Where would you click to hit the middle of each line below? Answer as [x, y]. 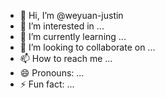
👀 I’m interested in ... [62, 26]
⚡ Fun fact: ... [47, 84]
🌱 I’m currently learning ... [73, 36]
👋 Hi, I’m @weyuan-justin [71, 15]
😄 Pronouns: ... [52, 73]
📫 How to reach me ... [66, 58]
